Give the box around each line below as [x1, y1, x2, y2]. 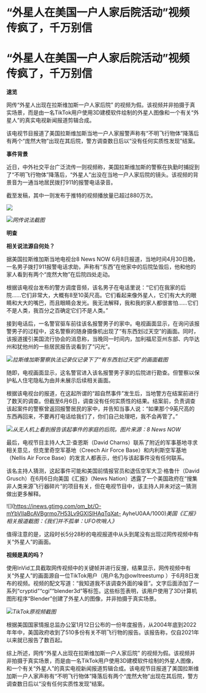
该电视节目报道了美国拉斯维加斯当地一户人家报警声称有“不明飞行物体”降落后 [6, 130, 199, 137]
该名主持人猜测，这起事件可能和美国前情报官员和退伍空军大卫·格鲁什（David [6, 467, 200, 474]
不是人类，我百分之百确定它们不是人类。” [6, 307, 109, 314]
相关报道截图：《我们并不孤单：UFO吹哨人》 [6, 517, 118, 525]
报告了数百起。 [27, 637, 66, 644]
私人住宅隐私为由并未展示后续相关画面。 [11, 377, 114, 384]
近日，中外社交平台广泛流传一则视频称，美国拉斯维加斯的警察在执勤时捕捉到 [6, 163, 200, 171]
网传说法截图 [12, 216, 45, 224]
